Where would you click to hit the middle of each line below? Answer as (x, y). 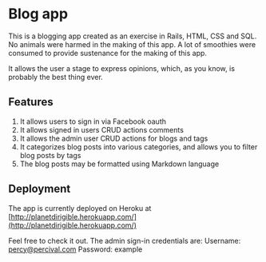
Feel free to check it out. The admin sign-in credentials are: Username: (125, 240)
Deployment (40, 189)
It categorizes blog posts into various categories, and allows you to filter (139, 147)
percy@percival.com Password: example (75, 249)
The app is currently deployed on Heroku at (80, 208)
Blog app (38, 14)
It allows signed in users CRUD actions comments (101, 129)
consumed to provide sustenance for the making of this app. (108, 53)
